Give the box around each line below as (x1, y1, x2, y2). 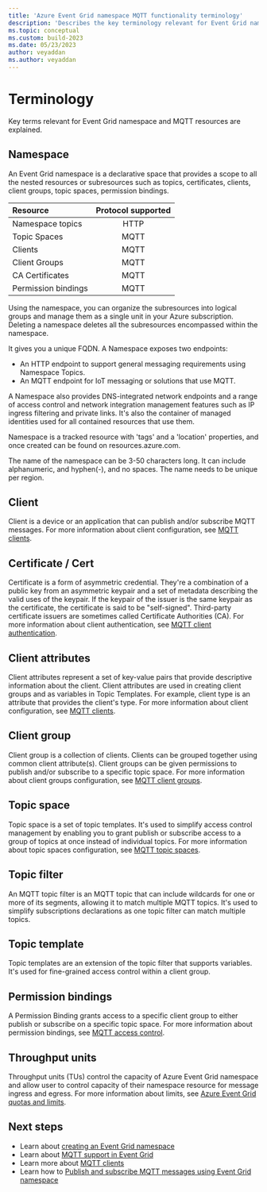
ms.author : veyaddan (8, 56, 77, 64)
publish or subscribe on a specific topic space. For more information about (8, 1020, 253, 1029)
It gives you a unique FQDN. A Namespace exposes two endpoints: (8, 343, 228, 353)
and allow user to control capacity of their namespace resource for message (8, 1080, 259, 1090)
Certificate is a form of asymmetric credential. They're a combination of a (8, 577, 249, 588)
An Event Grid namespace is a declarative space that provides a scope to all (8, 168, 257, 179)
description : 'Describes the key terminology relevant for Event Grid (8, 19, 247, 27)
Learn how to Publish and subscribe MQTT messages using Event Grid (19, 1167, 252, 1176)
